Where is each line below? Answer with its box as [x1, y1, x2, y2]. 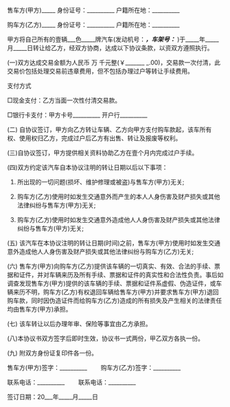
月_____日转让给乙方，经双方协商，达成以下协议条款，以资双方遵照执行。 [7, 44, 214, 52]
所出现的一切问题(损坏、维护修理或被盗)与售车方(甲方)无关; [16, 178, 185, 186]
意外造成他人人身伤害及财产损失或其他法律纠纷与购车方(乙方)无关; [7, 247, 194, 256]
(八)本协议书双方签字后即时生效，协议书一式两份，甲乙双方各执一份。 [7, 334, 205, 342]
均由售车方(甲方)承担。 [7, 305, 72, 313]
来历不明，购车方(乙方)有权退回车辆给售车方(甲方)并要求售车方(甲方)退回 [12, 288, 219, 296]
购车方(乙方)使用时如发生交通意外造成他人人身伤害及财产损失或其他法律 [16, 216, 221, 223]
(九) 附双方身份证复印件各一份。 [7, 349, 98, 357]
